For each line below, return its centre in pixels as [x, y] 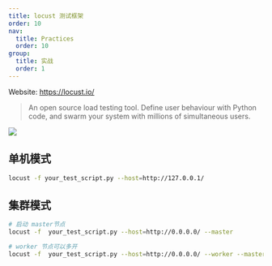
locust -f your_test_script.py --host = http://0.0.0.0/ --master [121, 232]
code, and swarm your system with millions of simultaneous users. [139, 116]
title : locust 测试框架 [46, 16]
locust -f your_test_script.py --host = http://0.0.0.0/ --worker [121, 254]
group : [19, 54]
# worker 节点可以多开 [43, 247]
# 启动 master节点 [37, 225]
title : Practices [45, 39]
